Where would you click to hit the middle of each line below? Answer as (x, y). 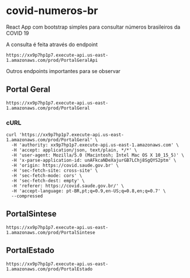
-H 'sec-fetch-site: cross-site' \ (55, 171)
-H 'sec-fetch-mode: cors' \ (47, 176)
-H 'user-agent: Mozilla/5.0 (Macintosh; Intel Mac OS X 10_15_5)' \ (98, 155)
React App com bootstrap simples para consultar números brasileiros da (93, 27)
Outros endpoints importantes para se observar (63, 71)
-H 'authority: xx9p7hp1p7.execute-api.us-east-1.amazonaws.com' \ (95, 145)
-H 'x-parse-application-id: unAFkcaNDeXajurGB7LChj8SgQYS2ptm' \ (94, 161)
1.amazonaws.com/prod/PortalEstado (49, 269)
